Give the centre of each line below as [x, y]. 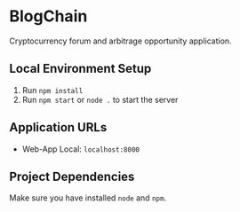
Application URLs [58, 127]
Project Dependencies [72, 176]
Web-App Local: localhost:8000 [81, 149]
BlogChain [48, 16]
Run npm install [52, 90]
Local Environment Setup [80, 69]
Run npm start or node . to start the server [100, 99]
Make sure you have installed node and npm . [88, 198]
